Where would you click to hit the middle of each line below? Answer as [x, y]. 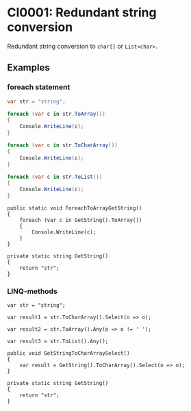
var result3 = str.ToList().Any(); [58, 341]
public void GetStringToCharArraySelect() [68, 353]
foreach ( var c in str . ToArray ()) [56, 114]
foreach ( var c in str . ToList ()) [55, 177]
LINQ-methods [33, 291]
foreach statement [39, 87]
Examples [28, 67]
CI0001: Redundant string [82, 13]
